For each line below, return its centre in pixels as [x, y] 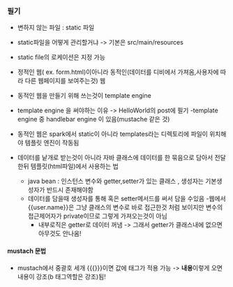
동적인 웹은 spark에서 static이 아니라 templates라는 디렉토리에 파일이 [112, 134]
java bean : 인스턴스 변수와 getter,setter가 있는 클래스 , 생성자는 [116, 181]
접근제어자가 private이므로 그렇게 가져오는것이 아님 [97, 216]
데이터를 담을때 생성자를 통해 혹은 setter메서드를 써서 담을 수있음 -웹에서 [127, 199]
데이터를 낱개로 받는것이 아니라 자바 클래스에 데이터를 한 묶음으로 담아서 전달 [122, 158]
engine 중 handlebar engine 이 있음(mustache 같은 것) [93, 119]
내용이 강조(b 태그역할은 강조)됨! [61, 277]
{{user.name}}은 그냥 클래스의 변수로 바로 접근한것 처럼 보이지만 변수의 [125, 207]
